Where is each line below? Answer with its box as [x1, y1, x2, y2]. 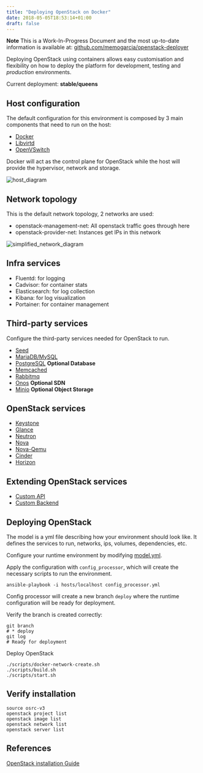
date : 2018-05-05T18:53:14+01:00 [6, 15, 92, 21]
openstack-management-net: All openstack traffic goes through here [15, 222, 190, 229]
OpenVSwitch [15, 146, 50, 153]
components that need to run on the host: [6, 121, 112, 129]
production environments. [6, 69, 72, 76]
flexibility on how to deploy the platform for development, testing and [6, 62, 181, 69]
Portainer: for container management [15, 300, 109, 308]
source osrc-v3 [6, 705, 45, 711]
